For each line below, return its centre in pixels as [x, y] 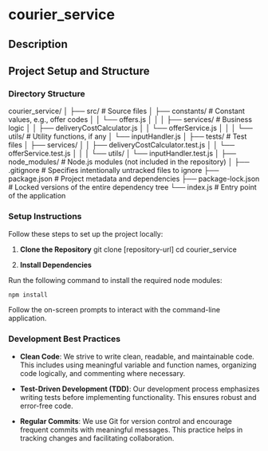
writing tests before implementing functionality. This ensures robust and [138, 397]
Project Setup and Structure [79, 71]
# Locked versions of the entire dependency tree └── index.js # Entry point [132, 187]
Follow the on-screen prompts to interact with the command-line [114, 310]
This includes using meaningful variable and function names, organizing [138, 365]
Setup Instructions [45, 217]
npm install [28, 295]
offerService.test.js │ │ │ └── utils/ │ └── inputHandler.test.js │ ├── [122, 154]
